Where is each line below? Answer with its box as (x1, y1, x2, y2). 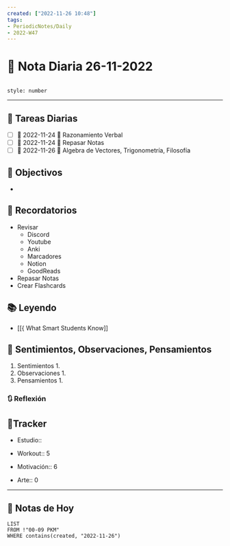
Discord (27, 230, 50, 238)
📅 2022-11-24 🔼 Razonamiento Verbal (16, 131, 123, 139)
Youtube (27, 238, 51, 246)
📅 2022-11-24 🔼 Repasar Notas (16, 139, 105, 147)
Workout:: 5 (16, 449, 50, 457)
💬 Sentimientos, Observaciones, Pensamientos (7, 344, 212, 356)
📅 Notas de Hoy (7, 502, 74, 514)
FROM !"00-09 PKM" (7, 526, 60, 533)
